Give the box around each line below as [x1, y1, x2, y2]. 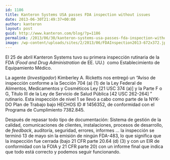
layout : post [5, 26, 33, 31]
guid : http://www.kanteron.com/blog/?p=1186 [5, 31, 101, 36]
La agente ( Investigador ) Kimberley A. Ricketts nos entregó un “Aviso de [5, 74, 156, 81]
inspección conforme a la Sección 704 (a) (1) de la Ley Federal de [5, 80, 143, 86]
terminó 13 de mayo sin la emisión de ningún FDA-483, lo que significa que [5, 132, 161, 139]
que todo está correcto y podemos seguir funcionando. [5, 148, 120, 154]
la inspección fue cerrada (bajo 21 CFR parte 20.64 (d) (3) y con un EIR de [5, 138, 160, 144]
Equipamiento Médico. [5, 65, 52, 71]
